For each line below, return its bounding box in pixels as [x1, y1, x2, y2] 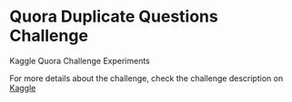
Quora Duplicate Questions [9, 6, 218, 27]
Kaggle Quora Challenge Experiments [9, 55, 150, 66]
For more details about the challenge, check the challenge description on [9, 72, 284, 83]
